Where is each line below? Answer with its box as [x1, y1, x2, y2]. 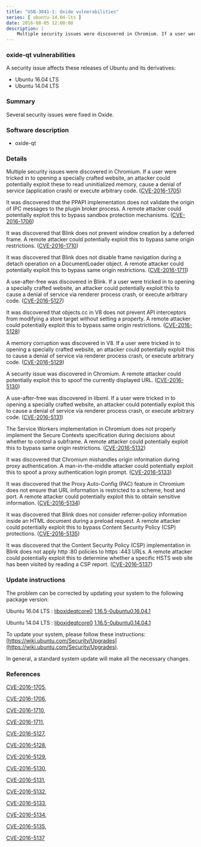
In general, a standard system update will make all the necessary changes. [6, 655, 190, 662]
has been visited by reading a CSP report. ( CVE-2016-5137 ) [6, 561, 153, 568]
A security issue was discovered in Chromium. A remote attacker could [6, 370, 181, 377]
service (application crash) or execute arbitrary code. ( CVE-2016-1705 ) [6, 187, 182, 195]
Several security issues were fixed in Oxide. [6, 111, 114, 118]
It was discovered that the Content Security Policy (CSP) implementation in [6, 542, 191, 549]
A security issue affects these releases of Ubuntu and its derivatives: [6, 64, 176, 72]
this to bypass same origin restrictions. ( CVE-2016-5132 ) [6, 444, 146, 452]
